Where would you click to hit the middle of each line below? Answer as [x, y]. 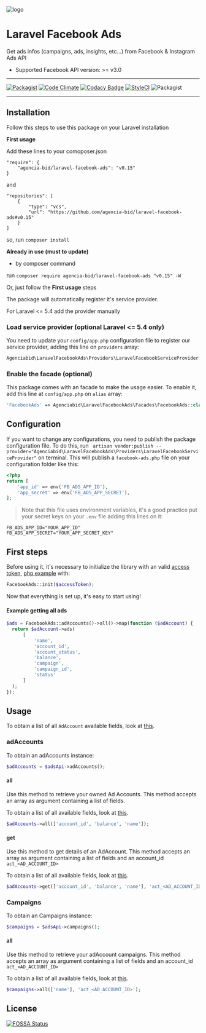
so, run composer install [38, 239]
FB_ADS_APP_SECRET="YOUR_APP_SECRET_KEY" [60, 533]
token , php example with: [38, 573]
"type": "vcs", [48, 207]
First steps [27, 552]
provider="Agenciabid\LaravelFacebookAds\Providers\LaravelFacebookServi [103, 451]
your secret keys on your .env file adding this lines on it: [92, 516]
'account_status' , [57, 652]
